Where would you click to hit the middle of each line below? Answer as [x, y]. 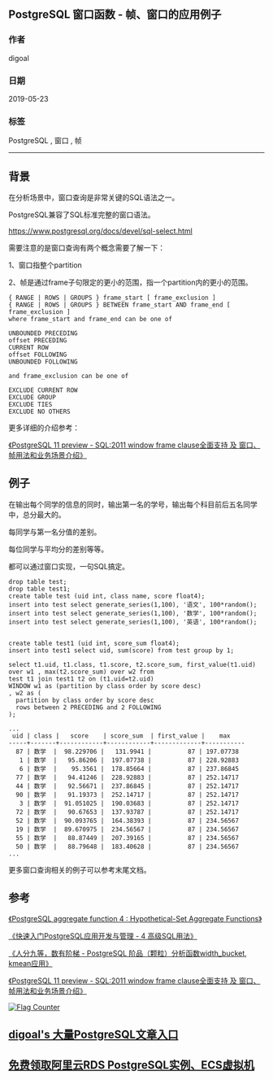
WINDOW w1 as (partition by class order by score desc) [105, 686]
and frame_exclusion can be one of [69, 377]
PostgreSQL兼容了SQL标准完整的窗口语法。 [82, 215]
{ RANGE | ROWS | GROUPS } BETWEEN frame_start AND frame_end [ [119, 305]
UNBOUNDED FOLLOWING [43, 362]
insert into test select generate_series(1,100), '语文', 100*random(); [133, 604]
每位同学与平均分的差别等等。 [58, 549]
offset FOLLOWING [38, 355]
